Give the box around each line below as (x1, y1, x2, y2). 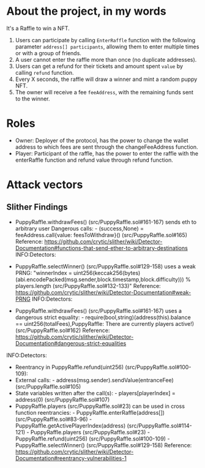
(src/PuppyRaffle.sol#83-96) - (15, 415, 92, 423)
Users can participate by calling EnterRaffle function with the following (15, 36, 196, 43)
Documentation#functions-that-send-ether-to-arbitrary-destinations (15, 244, 188, 252)
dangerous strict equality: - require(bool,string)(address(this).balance (15, 314, 191, 321)
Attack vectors (6, 178, 83, 192)
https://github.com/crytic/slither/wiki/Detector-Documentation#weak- (15, 289, 192, 296)
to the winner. (15, 95, 50, 102)
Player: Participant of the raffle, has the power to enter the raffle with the (15, 149, 199, 157)
